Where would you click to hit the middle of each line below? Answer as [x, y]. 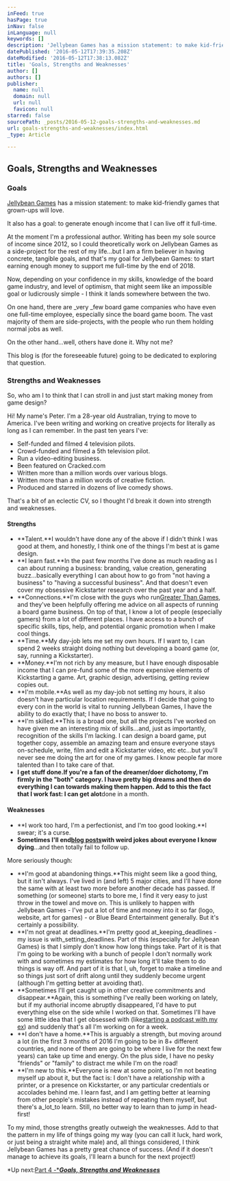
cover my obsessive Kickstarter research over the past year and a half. [117, 590]
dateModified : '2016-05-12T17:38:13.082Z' [68, 58]
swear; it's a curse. [44, 832]
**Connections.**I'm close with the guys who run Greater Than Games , [119, 597]
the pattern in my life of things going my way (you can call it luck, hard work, [115, 1134]
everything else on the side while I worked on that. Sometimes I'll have [116, 1012]
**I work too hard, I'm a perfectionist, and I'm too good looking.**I [112, 825]
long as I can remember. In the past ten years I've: [78, 431]
